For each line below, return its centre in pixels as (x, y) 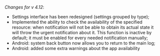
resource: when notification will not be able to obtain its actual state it (83, 27)
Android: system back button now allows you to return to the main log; (83, 43)
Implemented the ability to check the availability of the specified (77, 22)
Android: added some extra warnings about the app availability (76, 48)
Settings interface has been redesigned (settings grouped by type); (80, 17)
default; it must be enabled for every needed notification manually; (80, 38)
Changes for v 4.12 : (25, 7)
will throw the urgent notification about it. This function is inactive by (82, 32)
